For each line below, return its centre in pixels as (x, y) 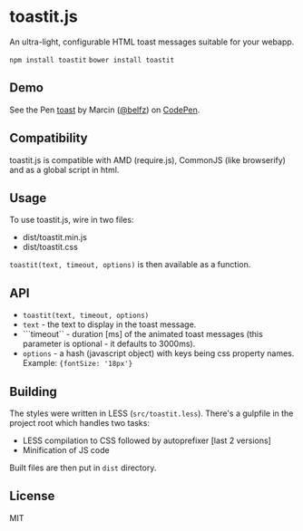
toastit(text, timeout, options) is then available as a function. (130, 265)
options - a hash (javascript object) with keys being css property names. (158, 353)
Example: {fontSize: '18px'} (78, 363)
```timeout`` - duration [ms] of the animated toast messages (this (142, 334)
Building (33, 391)
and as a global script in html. (64, 169)
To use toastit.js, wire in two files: (72, 220)
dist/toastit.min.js (55, 237)
